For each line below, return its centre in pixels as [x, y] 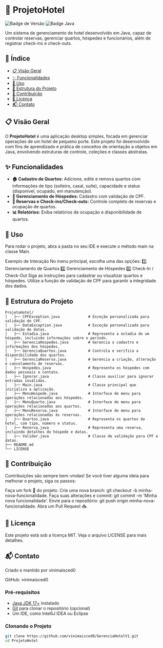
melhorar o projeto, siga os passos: [41, 481]
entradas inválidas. [26, 381]
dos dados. [16, 286]
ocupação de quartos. [34, 207]
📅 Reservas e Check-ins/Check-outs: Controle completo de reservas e [84, 201]
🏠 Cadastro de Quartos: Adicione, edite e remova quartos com [76, 179]
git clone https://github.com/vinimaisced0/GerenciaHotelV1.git [72, 636]
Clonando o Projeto [28, 626]
